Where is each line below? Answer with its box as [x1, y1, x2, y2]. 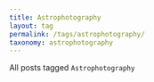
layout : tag [9, 21, 53, 30]
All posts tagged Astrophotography [9, 62, 135, 73]
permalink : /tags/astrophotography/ [9, 29, 145, 38]
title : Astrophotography [9, 12, 101, 22]
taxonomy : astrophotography [9, 37, 114, 47]
